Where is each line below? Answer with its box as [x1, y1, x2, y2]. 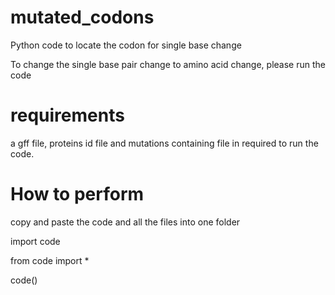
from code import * [10, 254, 90, 266]
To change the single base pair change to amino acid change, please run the [10, 58, 326, 70]
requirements [10, 104, 125, 127]
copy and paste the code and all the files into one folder [10, 216, 241, 228]
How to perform [10, 183, 145, 206]
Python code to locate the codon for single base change [10, 39, 242, 51]
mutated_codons [10, 6, 155, 29]
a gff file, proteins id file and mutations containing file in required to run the [10, 137, 319, 149]
